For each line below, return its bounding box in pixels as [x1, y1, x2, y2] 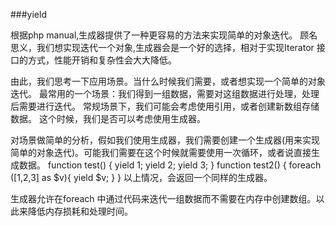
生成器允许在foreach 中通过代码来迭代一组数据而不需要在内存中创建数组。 [10, 193, 317, 204]
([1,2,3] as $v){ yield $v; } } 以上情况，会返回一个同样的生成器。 [10, 172, 273, 183]
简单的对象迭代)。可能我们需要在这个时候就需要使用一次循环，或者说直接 [10, 147, 312, 158]
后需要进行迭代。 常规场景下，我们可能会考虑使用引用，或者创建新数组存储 [10, 100, 320, 112]
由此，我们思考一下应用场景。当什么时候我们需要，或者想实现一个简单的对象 [10, 75, 326, 87]
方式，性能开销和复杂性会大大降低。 [27, 54, 177, 66]
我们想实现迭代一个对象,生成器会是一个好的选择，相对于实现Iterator [36, 42, 315, 53]
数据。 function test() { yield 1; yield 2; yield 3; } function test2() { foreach [18, 159, 322, 171]
